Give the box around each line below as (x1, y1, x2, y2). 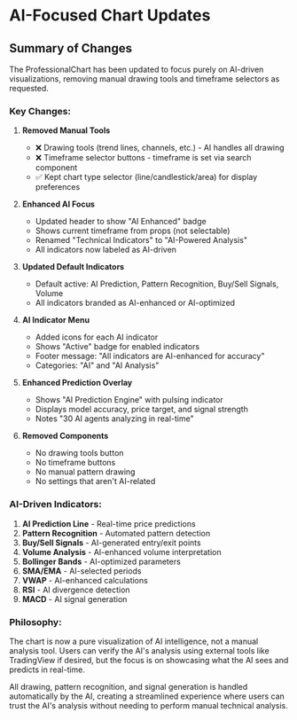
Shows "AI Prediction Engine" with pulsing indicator (35, 395, 223, 405)
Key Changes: (9, 105, 71, 117)
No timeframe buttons (35, 458, 116, 468)
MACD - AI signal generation (21, 593, 128, 604)
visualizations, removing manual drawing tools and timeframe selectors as (9, 74, 280, 84)
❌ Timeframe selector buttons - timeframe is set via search (35, 153, 252, 163)
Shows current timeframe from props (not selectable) (35, 225, 231, 236)
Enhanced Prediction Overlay (21, 378, 133, 388)
